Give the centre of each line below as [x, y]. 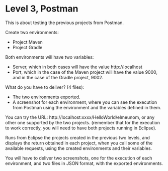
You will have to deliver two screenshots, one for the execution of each [79, 158]
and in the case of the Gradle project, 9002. [58, 77]
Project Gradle [27, 47]
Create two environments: [32, 32]
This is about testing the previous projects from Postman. [65, 23]
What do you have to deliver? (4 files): [45, 87]
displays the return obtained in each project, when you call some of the [79, 143]
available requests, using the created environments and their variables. [79, 148]
